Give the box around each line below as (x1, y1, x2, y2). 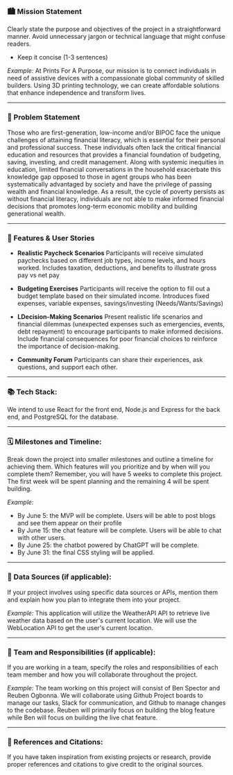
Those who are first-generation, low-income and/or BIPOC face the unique (7, 128, 221, 137)
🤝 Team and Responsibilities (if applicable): (7, 647, 156, 657)
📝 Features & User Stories (7, 233, 95, 243)
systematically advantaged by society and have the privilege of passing (7, 180, 212, 188)
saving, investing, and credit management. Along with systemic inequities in (7, 157, 224, 166)
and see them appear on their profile (17, 519, 123, 528)
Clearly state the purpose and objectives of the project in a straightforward (7, 25, 221, 33)
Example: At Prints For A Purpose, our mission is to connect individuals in (7, 67, 216, 75)
